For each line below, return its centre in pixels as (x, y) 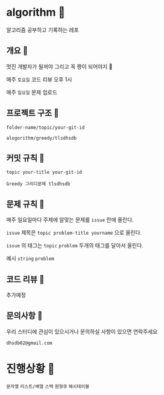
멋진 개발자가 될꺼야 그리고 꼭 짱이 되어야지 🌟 (59, 67)
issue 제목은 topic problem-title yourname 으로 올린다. (74, 233)
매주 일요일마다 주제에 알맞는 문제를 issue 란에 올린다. (70, 220)
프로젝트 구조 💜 (33, 113)
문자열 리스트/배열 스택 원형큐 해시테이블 (48, 387)
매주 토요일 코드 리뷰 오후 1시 (39, 79)
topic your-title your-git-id (44, 172)
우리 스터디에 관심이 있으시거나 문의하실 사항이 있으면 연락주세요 (82, 331)
